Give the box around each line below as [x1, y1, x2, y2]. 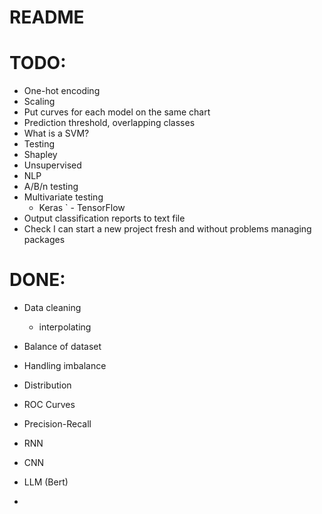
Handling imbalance [23, 360, 107, 372]
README [9, 6, 85, 29]
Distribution [23, 379, 72, 391]
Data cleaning [23, 302, 82, 314]
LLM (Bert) [23, 476, 69, 488]
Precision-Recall [23, 418, 92, 430]
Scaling [23, 96, 56, 108]
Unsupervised [23, 159, 82, 171]
